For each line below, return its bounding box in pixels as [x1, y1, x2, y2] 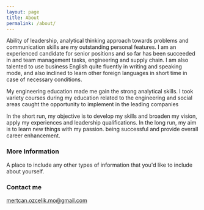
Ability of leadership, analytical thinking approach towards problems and [6, 37, 189, 45]
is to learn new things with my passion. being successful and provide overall [6, 126, 199, 133]
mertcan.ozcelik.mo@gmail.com [6, 197, 87, 204]
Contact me [6, 183, 42, 191]
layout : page [6, 9, 40, 15]
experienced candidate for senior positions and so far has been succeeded [6, 50, 195, 57]
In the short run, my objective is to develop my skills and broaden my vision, [6, 112, 197, 120]
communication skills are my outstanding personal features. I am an [6, 43, 177, 51]
